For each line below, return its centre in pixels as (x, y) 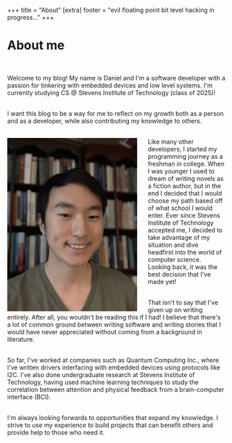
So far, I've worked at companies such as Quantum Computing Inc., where (113, 360)
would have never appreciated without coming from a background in (105, 331)
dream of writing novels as (186, 178)
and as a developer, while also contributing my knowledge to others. (105, 121)
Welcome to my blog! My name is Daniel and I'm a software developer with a (116, 78)
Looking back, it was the (183, 267)
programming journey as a (186, 156)
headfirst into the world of (185, 252)
